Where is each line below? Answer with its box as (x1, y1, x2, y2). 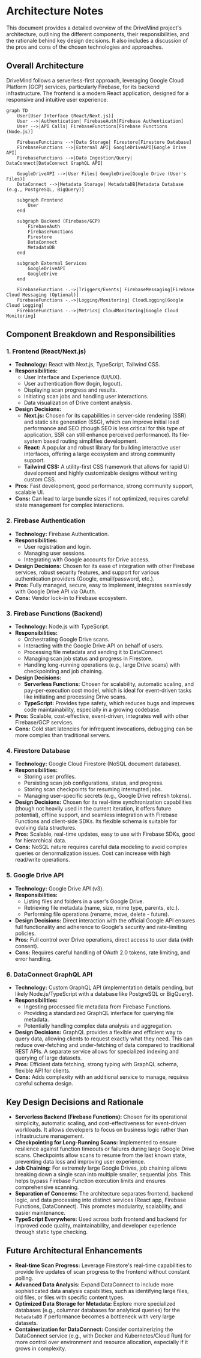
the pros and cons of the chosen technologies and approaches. (6, 43, 163, 51)
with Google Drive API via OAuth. (14, 588, 97, 595)
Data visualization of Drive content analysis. (23, 399, 133, 407)
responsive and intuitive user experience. (6, 96, 109, 103)
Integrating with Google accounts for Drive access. (23, 555, 150, 563)
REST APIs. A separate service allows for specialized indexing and (14, 1048, 179, 1055)
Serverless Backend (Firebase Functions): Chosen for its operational (14, 1113, 188, 1120)
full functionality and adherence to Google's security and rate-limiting (14, 923, 187, 930)
